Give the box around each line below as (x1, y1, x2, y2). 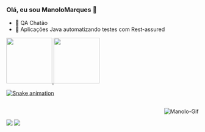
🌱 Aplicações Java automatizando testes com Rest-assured (15, 26, 165, 33)
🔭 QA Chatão (15, 19, 48, 27)
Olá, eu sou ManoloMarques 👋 (6, 5, 97, 14)
